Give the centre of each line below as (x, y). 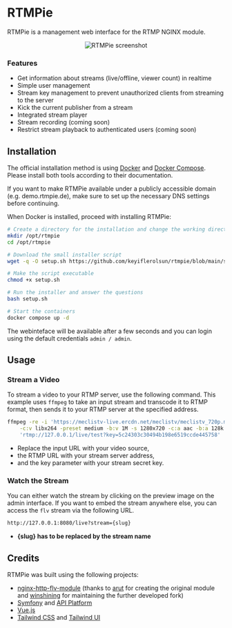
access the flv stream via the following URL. (71, 511)
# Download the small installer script (65, 255)
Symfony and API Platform (55, 602)
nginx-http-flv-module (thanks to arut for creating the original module (116, 588)
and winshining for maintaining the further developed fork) (100, 595)
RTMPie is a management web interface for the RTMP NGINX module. (106, 32)
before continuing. (33, 203)
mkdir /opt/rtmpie (33, 236)
